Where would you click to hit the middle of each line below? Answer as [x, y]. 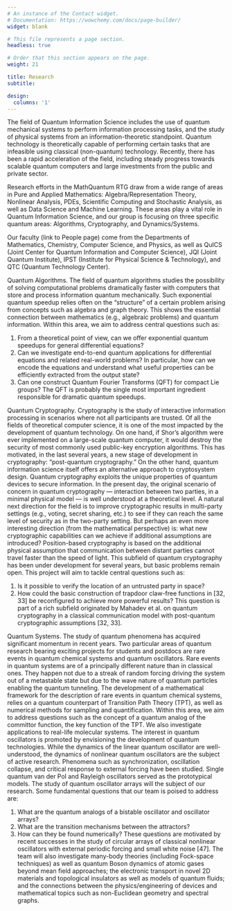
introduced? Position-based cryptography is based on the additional [105, 543]
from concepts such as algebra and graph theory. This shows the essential [114, 310]
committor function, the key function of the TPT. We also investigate [105, 725]
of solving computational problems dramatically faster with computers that [114, 288]
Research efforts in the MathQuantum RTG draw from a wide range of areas [115, 187]
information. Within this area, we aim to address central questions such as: [114, 325]
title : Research [30, 77]
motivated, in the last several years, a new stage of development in [102, 454]
